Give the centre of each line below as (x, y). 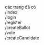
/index (11, 12)
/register (13, 22)
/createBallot (17, 28)
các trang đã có (21, 7)
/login (11, 17)
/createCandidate (22, 38)
